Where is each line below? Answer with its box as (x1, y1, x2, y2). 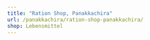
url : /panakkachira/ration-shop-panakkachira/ (7, 16, 144, 23)
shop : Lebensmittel (7, 22, 64, 29)
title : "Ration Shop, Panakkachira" (7, 9, 113, 17)
